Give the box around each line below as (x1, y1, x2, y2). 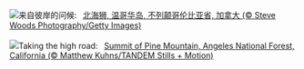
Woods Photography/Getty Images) (9, 20, 142, 31)
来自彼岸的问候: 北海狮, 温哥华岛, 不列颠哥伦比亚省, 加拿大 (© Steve (18, 10, 276, 20)
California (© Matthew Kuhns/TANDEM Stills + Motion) (9, 50, 214, 61)
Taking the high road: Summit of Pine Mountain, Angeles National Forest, (18, 41, 295, 51)
